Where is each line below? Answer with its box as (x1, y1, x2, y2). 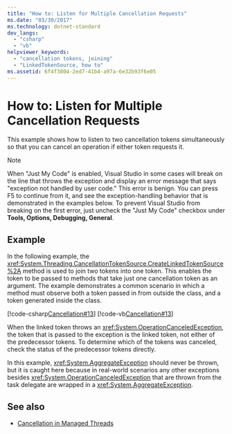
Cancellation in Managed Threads (17, 419, 114, 428)
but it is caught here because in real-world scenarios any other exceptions (7, 366, 220, 374)
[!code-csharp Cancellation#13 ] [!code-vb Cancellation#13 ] (7, 309, 174, 318)
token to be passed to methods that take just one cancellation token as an (7, 274, 218, 282)
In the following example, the (7, 252, 90, 260)
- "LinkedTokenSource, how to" (13, 62, 104, 69)
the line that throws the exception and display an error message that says (7, 177, 217, 186)
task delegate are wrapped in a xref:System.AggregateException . (7, 381, 194, 389)
